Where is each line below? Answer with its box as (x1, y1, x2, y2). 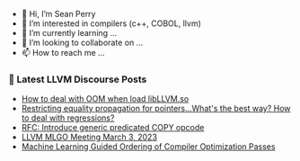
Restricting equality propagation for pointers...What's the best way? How (21, 103, 291, 114)
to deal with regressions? (21, 112, 115, 123)
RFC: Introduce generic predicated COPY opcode (21, 122, 205, 133)
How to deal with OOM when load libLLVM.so (21, 94, 190, 104)
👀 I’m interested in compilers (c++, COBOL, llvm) (21, 18, 201, 29)
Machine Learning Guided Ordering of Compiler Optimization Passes (21, 141, 276, 152)
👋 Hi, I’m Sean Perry (21, 9, 96, 19)
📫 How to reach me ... (21, 48, 105, 58)
